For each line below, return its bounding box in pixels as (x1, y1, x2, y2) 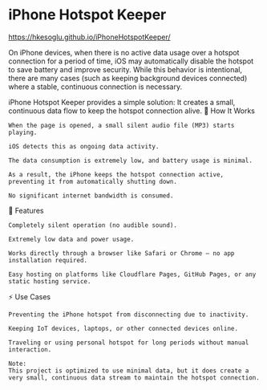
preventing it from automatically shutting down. (8, 177, 178, 185)
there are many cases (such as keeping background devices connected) (8, 73, 248, 83)
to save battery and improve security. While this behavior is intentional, (8, 64, 243, 74)
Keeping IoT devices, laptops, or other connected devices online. (8, 324, 239, 332)
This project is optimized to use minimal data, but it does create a (8, 367, 249, 375)
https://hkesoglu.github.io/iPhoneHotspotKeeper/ (8, 32, 171, 42)
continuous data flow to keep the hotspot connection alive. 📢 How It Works (8, 106, 255, 116)
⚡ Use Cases (8, 291, 51, 302)
